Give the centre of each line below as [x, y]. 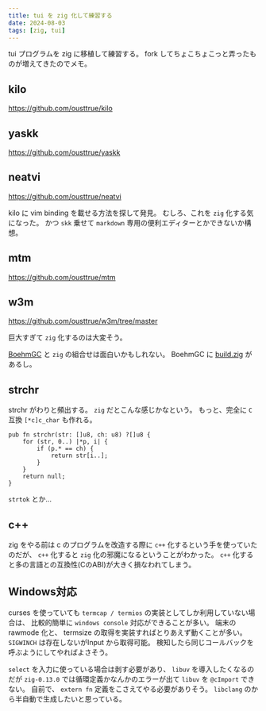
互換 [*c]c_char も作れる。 [52, 420]
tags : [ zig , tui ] [37, 30]
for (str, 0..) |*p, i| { [66, 442]
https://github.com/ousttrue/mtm [62, 277]
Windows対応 [42, 592]
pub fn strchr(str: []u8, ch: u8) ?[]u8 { [79, 435]
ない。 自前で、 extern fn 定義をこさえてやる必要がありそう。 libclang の [130, 689]
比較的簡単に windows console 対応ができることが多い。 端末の [133, 622]
